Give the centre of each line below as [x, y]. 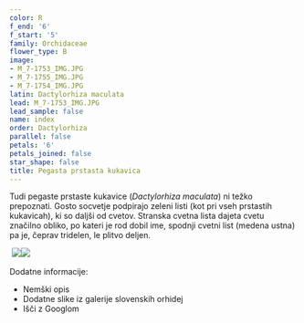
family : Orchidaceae [49, 43]
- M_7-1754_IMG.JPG [47, 86]
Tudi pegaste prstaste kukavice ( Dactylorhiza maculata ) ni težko [131, 196]
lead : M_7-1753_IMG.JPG [55, 103]
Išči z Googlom [51, 309]
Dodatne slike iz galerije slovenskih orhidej [103, 299]
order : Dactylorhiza [49, 129]
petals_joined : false [51, 153]
